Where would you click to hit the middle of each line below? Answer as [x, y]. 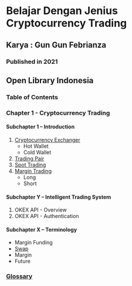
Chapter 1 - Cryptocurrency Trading [58, 113]
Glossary [19, 277]
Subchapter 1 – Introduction [40, 127]
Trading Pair [29, 158]
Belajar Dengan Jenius [62, 11]
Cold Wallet [37, 152]
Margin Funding [33, 243]
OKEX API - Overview [41, 210]
